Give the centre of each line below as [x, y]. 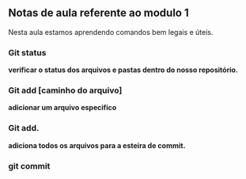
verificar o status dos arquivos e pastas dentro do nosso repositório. [123, 70]
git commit [29, 166]
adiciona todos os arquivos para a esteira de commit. [97, 145]
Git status [27, 52]
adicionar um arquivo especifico [62, 108]
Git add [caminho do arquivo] [65, 90]
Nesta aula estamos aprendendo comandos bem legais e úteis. [111, 32]
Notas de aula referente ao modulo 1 [98, 13]
